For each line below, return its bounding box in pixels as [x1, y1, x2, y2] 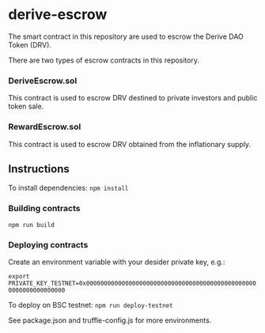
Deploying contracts [8, 239, 89, 250]
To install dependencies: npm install [8, 184, 129, 193]
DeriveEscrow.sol [8, 75, 78, 86]
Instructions [8, 162, 70, 176]
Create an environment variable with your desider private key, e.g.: [8, 257, 225, 267]
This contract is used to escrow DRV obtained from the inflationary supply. [8, 139, 252, 149]
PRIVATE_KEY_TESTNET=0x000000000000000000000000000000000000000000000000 [8, 279, 257, 287]
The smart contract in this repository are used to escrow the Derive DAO [8, 32, 244, 41]
